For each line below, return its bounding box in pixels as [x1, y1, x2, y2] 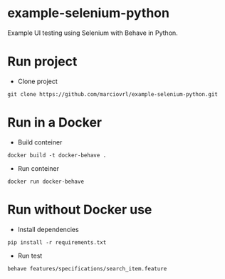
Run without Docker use [7, 201, 152, 218]
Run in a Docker [7, 115, 102, 131]
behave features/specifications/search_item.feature [7, 265, 167, 272]
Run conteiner [17, 164, 59, 172]
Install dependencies [17, 225, 80, 233]
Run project [7, 53, 78, 70]
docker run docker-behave [7, 178, 84, 185]
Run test [17, 251, 43, 260]
